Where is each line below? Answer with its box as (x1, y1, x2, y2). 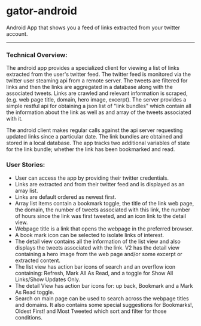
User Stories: (6, 161, 45, 169)
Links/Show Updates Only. (14, 276, 81, 283)
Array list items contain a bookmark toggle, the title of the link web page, (14, 199, 194, 207)
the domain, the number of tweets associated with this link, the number (14, 206, 190, 213)
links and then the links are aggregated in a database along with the (6, 84, 173, 91)
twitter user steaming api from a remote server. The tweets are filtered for (6, 77, 188, 84)
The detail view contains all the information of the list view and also (14, 238, 181, 245)
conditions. (14, 313, 43, 321)
